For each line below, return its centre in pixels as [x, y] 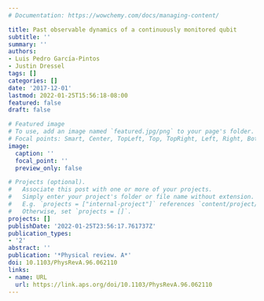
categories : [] [33, 81]
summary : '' [27, 44]
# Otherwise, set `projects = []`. [70, 211]
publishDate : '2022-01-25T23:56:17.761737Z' [82, 226]
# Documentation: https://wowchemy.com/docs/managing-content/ [114, 15]
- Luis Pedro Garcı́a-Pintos [54, 59]
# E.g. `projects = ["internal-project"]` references [101, 204]
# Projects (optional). [47, 182]
